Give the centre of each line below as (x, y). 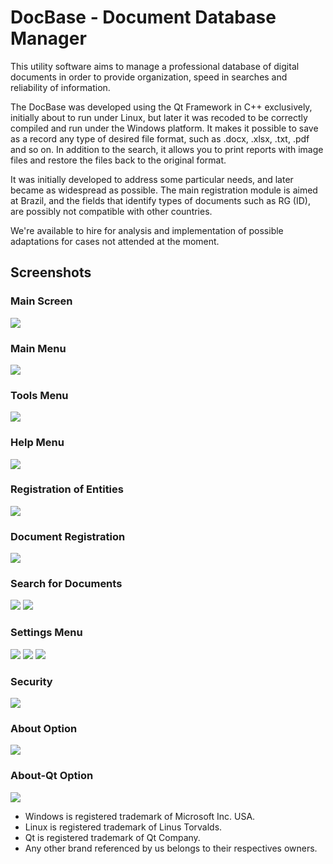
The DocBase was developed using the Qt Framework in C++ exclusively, (161, 107)
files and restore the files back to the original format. (118, 160)
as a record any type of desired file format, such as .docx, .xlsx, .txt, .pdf (160, 138)
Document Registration (68, 536)
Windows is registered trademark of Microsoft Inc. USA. (140, 816)
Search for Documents (66, 584)
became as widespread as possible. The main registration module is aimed (164, 190)
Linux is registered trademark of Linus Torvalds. (123, 827)
